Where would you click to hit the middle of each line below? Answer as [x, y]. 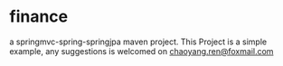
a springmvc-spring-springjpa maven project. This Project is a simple [138, 42]
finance [39, 17]
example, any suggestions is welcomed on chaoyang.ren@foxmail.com [141, 51]
